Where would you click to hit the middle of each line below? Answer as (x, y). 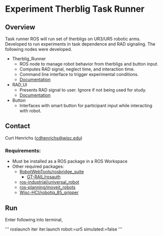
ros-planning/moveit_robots (47, 188)
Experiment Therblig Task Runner (75, 9)
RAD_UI (20, 85)
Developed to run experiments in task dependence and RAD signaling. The (80, 44)
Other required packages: (38, 166)
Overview (20, 27)
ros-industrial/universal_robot (49, 182)
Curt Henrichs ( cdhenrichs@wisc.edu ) (44, 138)
